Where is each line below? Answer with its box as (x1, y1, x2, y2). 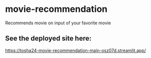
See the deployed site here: (5, 34, 92, 43)
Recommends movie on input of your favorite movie (5, 20, 111, 26)
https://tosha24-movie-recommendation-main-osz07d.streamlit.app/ (5, 47, 146, 53)
